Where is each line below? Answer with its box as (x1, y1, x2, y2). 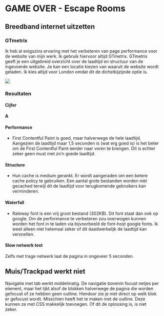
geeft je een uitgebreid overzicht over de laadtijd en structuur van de (5, 58, 143, 64)
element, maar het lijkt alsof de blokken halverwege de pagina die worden (5, 285, 154, 291)
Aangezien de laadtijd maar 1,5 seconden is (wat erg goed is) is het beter (12, 140, 159, 147)
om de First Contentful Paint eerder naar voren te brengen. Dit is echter (12, 146, 156, 151)
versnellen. (12, 231, 35, 237)
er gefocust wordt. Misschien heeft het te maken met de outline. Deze (5, 296, 145, 302)
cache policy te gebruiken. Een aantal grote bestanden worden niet (12, 178, 147, 184)
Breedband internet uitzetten (5, 22, 95, 31)
